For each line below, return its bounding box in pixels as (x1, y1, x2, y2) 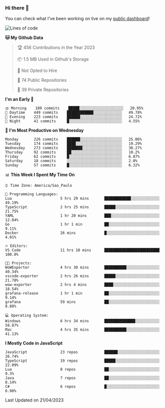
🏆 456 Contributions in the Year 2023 (17, 44, 95, 51)
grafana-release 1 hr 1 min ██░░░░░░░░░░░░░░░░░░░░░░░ (5, 291, 160, 296)
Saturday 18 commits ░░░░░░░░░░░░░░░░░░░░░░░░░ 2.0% (5, 159, 138, 164)
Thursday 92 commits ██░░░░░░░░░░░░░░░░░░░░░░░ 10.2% (5, 150, 140, 155)
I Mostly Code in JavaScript (5, 340, 63, 346)
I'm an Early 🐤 (5, 96, 34, 102)
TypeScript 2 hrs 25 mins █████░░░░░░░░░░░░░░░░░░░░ (5, 204, 160, 210)
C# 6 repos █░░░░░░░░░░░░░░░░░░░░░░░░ (5, 384, 160, 389)
